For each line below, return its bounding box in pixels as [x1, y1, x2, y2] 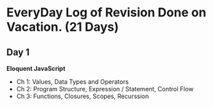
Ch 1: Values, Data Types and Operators [16, 78, 129, 86]
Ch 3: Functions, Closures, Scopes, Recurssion [16, 92, 149, 100]
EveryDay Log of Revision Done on [6, 5, 207, 20]
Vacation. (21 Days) [6, 19, 119, 35]
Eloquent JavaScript [6, 65, 66, 72]
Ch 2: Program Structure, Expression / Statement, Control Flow [16, 85, 194, 93]
